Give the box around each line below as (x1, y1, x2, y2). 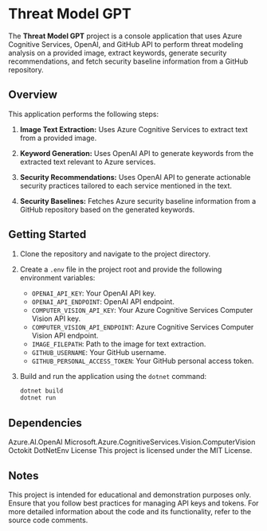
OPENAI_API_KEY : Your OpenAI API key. (31, 288, 157, 298)
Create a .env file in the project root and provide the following (19, 264, 222, 274)
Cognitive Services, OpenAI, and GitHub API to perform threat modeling (8, 39, 244, 49)
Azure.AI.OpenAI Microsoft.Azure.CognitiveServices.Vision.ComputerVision (8, 437, 256, 447)
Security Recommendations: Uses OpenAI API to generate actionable (19, 172, 251, 182)
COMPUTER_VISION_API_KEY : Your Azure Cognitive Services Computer (31, 305, 253, 314)
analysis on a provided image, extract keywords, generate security (8, 48, 227, 57)
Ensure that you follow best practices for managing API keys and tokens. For (8, 498, 259, 508)
